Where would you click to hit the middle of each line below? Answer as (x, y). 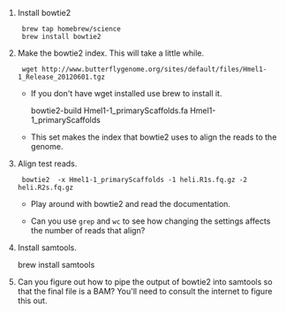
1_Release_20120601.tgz (61, 77)
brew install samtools (56, 265)
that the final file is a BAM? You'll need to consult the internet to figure (145, 291)
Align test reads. (47, 164)
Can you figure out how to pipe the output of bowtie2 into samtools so (145, 282)
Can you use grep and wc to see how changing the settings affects (151, 221)
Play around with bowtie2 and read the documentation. (131, 204)
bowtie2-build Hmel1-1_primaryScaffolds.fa (109, 111)
